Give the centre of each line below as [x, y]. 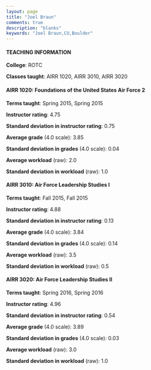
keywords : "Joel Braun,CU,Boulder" [50, 33]
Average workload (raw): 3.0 [41, 349]
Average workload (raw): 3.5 [41, 255]
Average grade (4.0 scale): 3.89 [45, 327]
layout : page [22, 11]
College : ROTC [24, 65]
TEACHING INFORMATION [39, 52]
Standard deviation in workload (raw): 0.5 [58, 266]
